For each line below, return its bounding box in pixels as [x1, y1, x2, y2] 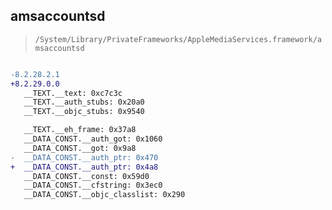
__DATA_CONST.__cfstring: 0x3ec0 [23, 180, 163, 191]
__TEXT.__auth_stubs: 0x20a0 [23, 97, 145, 108]
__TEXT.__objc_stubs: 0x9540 [23, 107, 145, 117]
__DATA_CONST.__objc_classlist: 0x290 [23, 190, 186, 200]
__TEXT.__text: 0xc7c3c [23, 88, 123, 98]
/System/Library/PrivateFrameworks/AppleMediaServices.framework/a [34, 34, 322, 44]
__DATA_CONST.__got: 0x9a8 [23, 143, 137, 153]
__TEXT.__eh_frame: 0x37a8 [23, 125, 137, 135]
